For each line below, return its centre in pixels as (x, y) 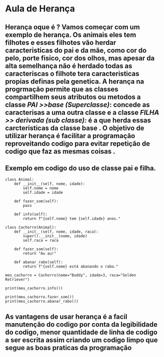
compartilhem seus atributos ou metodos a (73, 97)
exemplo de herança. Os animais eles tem (71, 35)
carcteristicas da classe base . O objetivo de (75, 128)
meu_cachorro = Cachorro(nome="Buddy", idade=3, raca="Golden (71, 275)
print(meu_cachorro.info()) (34, 288)
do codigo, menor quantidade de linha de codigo (81, 332)
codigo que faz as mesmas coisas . (60, 151)
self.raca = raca (41, 241)
